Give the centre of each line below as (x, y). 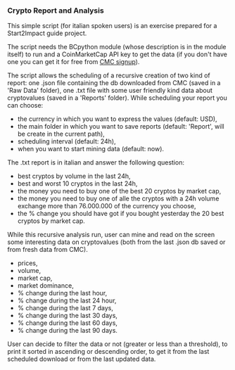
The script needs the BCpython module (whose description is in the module (117, 47)
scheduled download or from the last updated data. (82, 359)
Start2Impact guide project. (47, 33)
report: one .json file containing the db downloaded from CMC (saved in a (114, 83)
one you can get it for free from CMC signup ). (74, 62)
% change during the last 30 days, (68, 316)
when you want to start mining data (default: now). (90, 149)
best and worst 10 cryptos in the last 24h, (77, 184)
